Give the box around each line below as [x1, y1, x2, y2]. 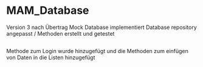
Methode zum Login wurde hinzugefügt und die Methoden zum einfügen [6, 48, 188, 55]
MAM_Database [6, 4, 89, 18]
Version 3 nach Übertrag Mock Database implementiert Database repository [6, 24, 198, 31]
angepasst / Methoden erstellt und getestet [6, 30, 115, 37]
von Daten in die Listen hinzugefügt [6, 54, 95, 61]
